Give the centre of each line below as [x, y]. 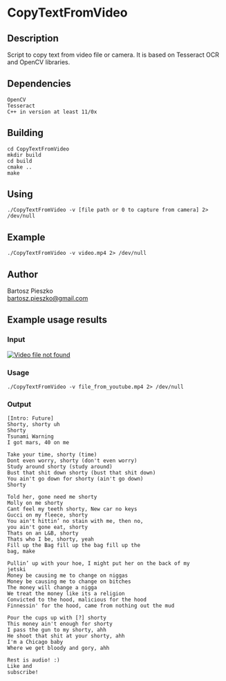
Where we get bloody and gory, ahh [58, 648]
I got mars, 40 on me [38, 443]
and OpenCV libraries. [39, 62]
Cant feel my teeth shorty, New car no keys [72, 509]
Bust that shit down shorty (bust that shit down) [82, 473]
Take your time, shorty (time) [52, 455]
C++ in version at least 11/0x [52, 112]
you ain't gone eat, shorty [48, 527]
